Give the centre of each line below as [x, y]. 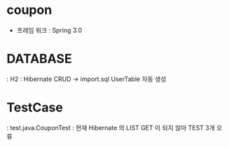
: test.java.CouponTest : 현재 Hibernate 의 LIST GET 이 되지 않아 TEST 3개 [111, 127]
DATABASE [39, 59]
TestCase [35, 108]
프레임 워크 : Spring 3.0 [49, 30]
